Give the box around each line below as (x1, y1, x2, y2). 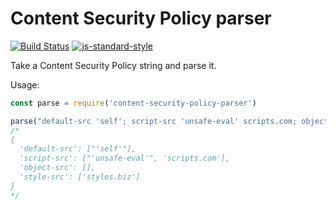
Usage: (10, 78, 40, 91)
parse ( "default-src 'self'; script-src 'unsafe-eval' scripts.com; (10, 116, 298, 126)
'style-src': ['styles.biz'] (19, 172, 141, 182)
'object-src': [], (19, 163, 97, 173)
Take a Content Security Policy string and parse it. (10, 59, 217, 71)
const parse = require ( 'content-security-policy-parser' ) (10, 98, 257, 108)
